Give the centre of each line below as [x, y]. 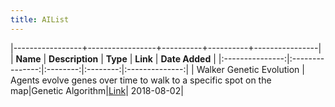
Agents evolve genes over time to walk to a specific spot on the [141, 80]
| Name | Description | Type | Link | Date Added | [113, 58]
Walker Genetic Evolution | [250, 69]
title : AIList [40, 19]
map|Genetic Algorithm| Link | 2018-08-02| [97, 90]
